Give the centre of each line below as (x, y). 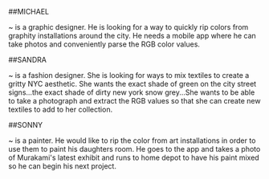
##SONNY (26, 125)
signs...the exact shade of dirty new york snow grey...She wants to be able (132, 92)
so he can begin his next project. (62, 166)
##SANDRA (27, 60)
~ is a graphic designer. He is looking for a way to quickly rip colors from (128, 27)
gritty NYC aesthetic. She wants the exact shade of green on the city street (132, 84)
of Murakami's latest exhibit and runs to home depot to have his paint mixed (134, 157)
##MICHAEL (29, 12)
